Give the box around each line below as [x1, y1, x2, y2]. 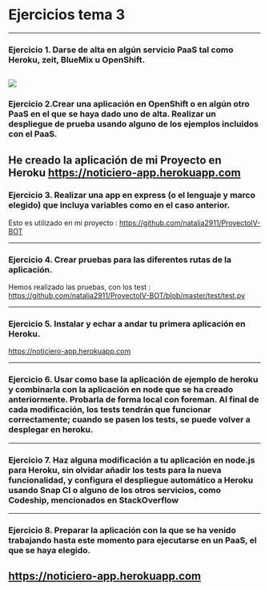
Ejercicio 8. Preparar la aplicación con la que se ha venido [8, 524, 236, 535]
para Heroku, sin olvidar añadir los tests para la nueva [8, 464, 222, 475]
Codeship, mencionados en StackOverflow [8, 495, 179, 506]
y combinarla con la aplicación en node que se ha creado [8, 384, 234, 395]
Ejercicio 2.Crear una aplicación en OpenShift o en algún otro [8, 99, 250, 110]
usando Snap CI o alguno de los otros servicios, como [8, 484, 222, 495]
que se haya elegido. [8, 544, 90, 556]
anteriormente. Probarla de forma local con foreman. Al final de [8, 394, 259, 406]
